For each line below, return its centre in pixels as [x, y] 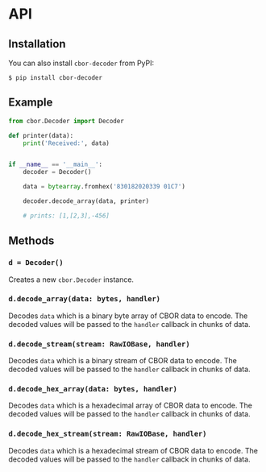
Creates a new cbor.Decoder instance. [71, 279]
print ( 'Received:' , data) [66, 143]
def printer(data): [41, 135]
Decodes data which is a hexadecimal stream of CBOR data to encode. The [133, 450]
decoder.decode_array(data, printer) [86, 201]
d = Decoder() [36, 263]
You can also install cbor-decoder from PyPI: [81, 63]
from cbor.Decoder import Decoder [66, 121]
